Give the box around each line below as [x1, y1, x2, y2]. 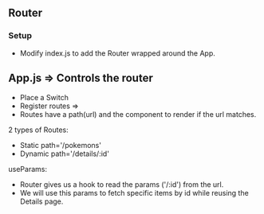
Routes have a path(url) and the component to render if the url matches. [19, 109, 257, 119]
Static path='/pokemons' [19, 140, 102, 150]
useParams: [8, 164, 48, 173]
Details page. [19, 196, 64, 206]
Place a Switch [19, 92, 69, 102]
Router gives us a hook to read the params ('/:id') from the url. [19, 179, 224, 189]
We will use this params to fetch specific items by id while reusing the [19, 188, 249, 197]
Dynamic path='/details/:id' [19, 149, 110, 158]
